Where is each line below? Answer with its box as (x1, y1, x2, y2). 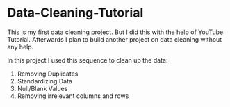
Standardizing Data (17, 76, 73, 85)
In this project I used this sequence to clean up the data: (7, 56, 168, 64)
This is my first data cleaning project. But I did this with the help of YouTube (7, 28, 224, 36)
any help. (7, 42, 34, 51)
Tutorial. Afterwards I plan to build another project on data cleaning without (7, 35, 222, 43)
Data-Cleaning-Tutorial (7, 5, 144, 21)
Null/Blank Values (17, 84, 68, 92)
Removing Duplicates (17, 69, 79, 78)
